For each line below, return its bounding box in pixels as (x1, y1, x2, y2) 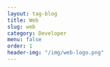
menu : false (7, 36, 42, 43)
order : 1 (7, 43, 33, 50)
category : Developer (7, 29, 68, 37)
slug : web (7, 23, 36, 30)
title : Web (7, 17, 39, 24)
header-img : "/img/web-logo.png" (7, 50, 104, 57)
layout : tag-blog (7, 10, 58, 17)
